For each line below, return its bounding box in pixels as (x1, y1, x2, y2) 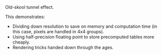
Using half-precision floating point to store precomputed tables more (12, 34, 154, 40)
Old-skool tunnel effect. (5, 4, 54, 10)
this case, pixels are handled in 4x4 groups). (12, 29, 104, 34)
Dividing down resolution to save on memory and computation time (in (12, 23, 157, 29)
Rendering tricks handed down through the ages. (12, 45, 114, 50)
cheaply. (12, 39, 30, 45)
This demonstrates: (5, 14, 45, 19)
